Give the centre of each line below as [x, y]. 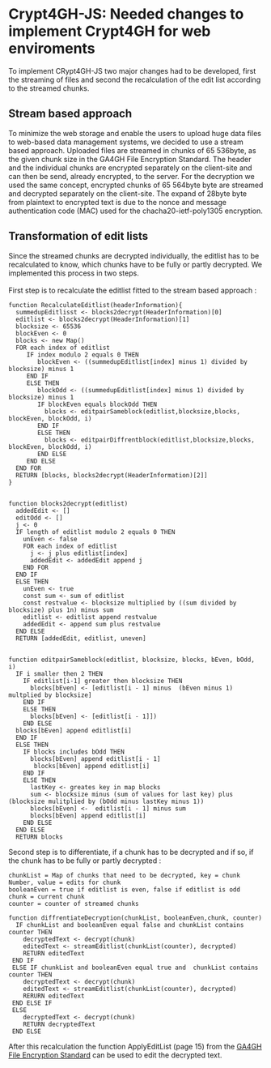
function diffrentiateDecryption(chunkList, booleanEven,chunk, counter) [135, 918]
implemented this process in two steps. [74, 273]
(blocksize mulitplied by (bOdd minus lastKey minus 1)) [106, 801]
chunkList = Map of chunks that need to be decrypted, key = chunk [125, 875]
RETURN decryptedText [59, 1024]
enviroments [52, 49]
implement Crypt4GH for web [110, 31]
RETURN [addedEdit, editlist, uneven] [81, 638]
